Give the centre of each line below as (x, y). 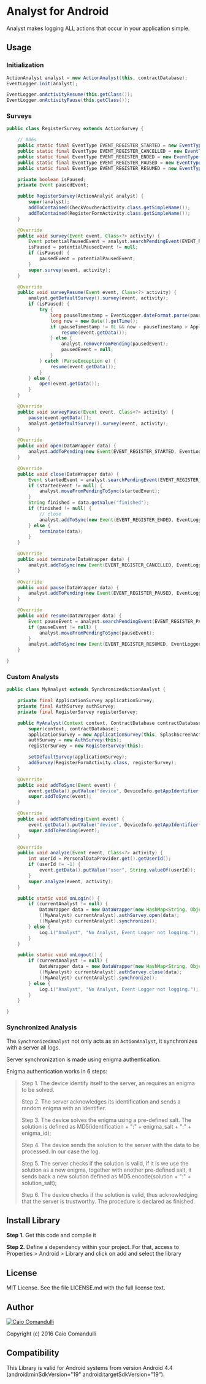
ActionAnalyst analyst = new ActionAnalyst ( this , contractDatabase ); (97, 78)
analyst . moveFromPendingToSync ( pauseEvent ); (97, 633)
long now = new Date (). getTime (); (94, 321)
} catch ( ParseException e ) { (78, 361)
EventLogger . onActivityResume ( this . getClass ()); (70, 95)
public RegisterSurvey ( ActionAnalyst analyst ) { (81, 196)
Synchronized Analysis (42, 1027)
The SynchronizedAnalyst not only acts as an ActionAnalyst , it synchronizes (102, 1041)
